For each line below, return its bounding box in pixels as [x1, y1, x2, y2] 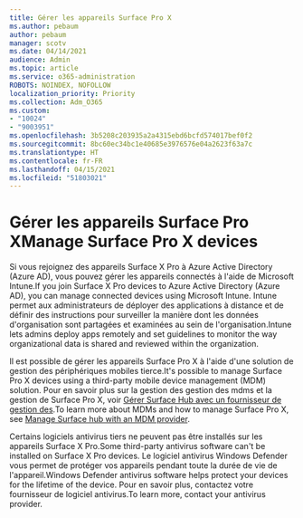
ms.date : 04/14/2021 [9, 47, 88, 56]
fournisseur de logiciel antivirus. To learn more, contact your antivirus [9, 489, 267, 500]
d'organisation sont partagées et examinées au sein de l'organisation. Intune [9, 319, 292, 331]
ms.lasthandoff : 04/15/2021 [9, 165, 116, 174]
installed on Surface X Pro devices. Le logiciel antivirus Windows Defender [9, 450, 288, 462]
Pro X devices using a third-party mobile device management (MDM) [9, 375, 267, 386]
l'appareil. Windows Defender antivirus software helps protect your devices [9, 470, 289, 481]
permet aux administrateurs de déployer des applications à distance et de [9, 300, 284, 311]
